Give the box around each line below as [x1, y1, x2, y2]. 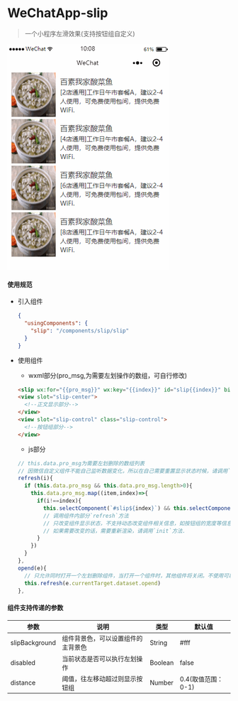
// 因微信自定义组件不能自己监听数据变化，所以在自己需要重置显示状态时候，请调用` [17, 467, 232, 474]
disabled [10, 658, 35, 667]
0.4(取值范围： [179, 675, 223, 683]
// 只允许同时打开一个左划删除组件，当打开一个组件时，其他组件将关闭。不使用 [24, 572, 224, 580]
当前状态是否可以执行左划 [62, 654, 137, 663]
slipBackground [10, 638, 57, 647]
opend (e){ [17, 565, 47, 572]
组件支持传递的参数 [7, 603, 64, 612]
